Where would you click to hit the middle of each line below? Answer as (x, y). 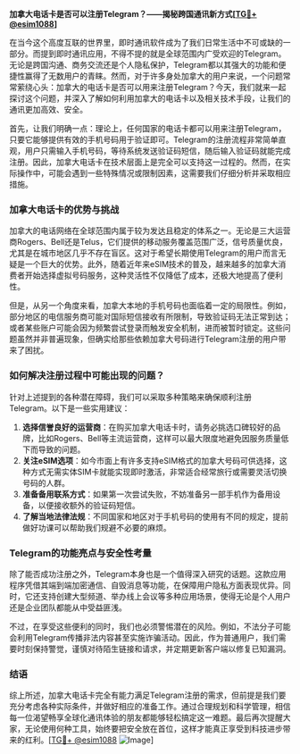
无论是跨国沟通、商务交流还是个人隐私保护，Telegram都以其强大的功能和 (144, 65)
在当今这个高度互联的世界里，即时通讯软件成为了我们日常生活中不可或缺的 (146, 42)
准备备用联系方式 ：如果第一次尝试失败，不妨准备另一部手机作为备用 (147, 494)
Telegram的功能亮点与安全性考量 (80, 553)
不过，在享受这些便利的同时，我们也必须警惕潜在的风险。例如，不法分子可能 (150, 626)
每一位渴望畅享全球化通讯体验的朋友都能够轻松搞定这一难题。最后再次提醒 (146, 717)
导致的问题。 (62, 449)
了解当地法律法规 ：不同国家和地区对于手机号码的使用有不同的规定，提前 (155, 516)
